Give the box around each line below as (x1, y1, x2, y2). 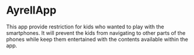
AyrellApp (6, 4, 57, 17)
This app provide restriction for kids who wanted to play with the (6, 23, 165, 30)
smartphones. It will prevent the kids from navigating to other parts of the (6, 29, 186, 36)
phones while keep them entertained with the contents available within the (6, 35, 189, 43)
